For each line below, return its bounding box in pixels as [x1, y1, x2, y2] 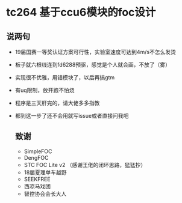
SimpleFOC [24, 148, 52, 155]
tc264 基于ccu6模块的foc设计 [6, 5, 156, 19]
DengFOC [24, 154, 49, 161]
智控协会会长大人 [24, 190, 67, 197]
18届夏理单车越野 [24, 169, 67, 176]
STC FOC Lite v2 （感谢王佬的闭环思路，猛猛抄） [24, 161, 146, 168]
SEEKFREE [24, 175, 51, 183]
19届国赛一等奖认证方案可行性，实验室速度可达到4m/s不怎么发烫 [14, 49, 176, 55]
